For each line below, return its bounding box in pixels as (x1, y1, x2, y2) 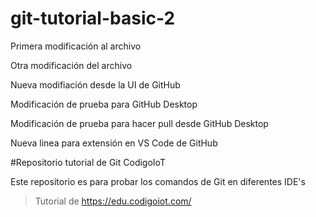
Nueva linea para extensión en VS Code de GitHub (10, 137, 218, 149)
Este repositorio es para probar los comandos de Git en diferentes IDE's (10, 175, 306, 187)
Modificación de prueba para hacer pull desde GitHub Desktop (10, 117, 269, 129)
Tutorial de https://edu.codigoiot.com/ (34, 195, 192, 207)
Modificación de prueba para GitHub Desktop (10, 98, 198, 110)
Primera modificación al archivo (10, 40, 142, 52)
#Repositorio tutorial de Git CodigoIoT (10, 156, 166, 168)
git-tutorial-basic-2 (10, 7, 176, 30)
